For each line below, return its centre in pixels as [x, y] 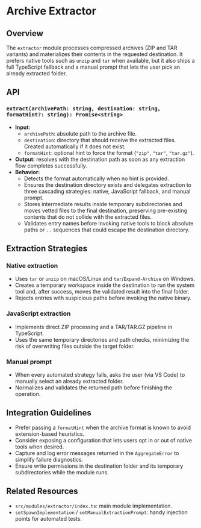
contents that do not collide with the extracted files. [88, 217]
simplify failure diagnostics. [49, 459]
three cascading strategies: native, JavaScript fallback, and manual [107, 191]
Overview [25, 33]
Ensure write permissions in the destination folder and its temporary [99, 466]
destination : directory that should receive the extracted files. [100, 140]
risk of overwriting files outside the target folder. [75, 346]
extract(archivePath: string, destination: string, [84, 109]
